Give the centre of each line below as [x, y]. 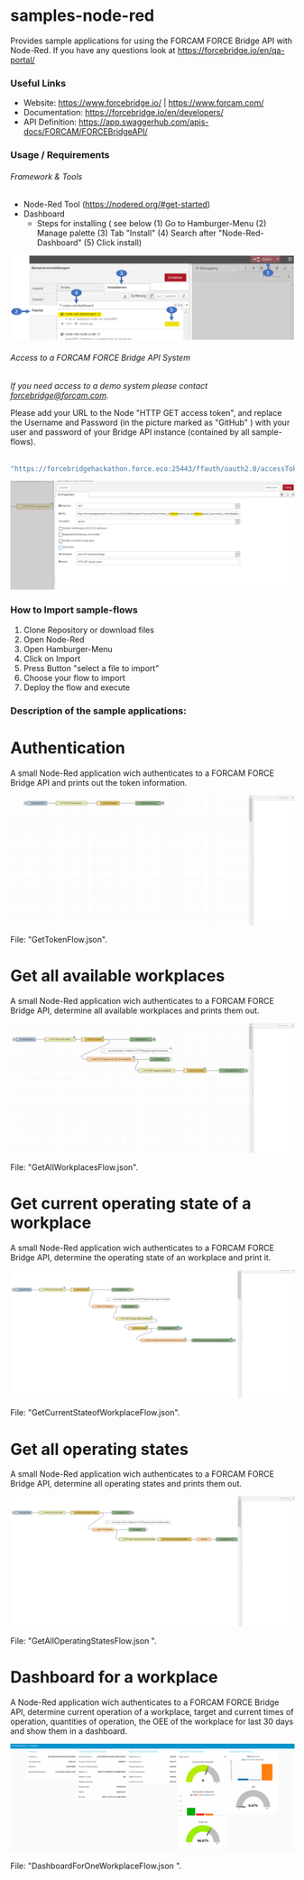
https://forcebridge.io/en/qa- [231, 50]
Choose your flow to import [74, 677]
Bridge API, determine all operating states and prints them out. [126, 1484]
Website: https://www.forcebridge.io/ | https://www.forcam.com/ [143, 103]
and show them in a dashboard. [69, 1731]
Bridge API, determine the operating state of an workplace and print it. [141, 1258]
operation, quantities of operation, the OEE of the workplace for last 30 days [152, 1721]
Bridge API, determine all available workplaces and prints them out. [135, 1010]
